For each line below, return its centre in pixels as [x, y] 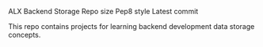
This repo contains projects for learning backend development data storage [131, 26]
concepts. [25, 35]
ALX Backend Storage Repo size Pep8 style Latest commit [103, 11]
